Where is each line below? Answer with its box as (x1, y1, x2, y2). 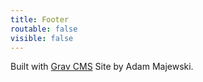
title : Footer (10, 14, 70, 25)
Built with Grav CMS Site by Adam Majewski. (10, 61, 194, 73)
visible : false (10, 33, 74, 43)
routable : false (10, 24, 78, 34)
